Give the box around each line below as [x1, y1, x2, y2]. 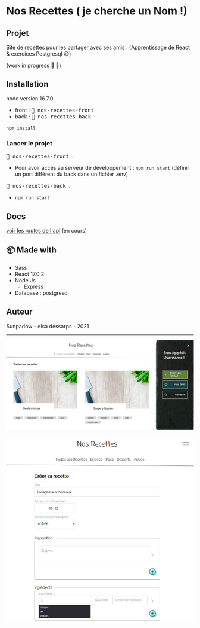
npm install [6, 125, 36, 131]
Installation [6, 79, 49, 89]
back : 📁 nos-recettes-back [14, 112, 92, 120]
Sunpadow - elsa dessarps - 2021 [6, 322, 89, 330]
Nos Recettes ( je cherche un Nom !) [6, 4, 187, 18]
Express [23, 283, 44, 290]
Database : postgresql [14, 289, 70, 297]
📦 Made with [6, 245, 57, 255]
